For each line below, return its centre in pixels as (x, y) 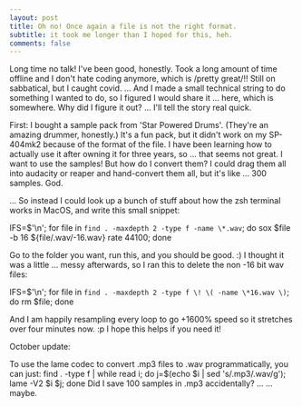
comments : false (40, 43)
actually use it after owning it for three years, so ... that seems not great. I (146, 154)
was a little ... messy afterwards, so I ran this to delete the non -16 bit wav (146, 265)
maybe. (24, 393)
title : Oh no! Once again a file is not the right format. (123, 26)
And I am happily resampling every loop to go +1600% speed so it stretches (151, 320)
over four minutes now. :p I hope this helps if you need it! (116, 329)
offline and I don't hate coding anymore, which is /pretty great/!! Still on (142, 79)
